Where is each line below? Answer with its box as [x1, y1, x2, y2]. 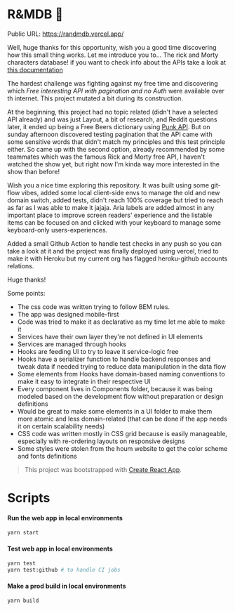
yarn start [7, 530, 39, 537]
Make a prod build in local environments [7, 582, 126, 590]
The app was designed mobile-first [17, 310, 119, 318]
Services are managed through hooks [17, 340, 127, 348]
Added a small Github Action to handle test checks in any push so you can [7, 239, 222, 248]
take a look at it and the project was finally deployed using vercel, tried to [7, 247, 219, 255]
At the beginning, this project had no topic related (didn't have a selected [7, 107, 218, 116]
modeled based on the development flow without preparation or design [17, 392, 224, 400]
